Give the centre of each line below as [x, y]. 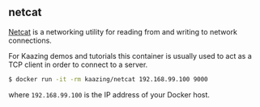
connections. [30, 40]
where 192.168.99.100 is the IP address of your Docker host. [109, 94]
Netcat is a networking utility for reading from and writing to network [123, 31]
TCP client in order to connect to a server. [78, 64]
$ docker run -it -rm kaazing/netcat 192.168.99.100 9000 [108, 79]
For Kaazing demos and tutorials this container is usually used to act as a [130, 56]
